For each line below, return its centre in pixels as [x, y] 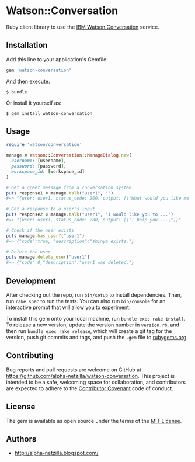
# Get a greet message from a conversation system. [70, 187]
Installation [27, 45]
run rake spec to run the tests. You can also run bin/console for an [86, 301]
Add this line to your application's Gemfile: [57, 59]
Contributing [30, 355]
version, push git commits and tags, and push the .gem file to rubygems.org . [97, 337]
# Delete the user [28, 252]
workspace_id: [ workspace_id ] [48, 171]
